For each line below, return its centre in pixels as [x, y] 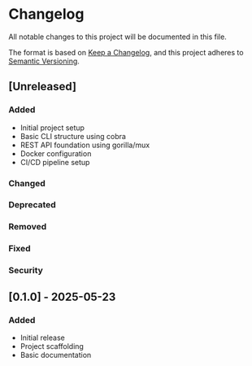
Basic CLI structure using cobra [73, 136]
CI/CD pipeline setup [55, 162]
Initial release [42, 338]
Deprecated [33, 205]
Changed [27, 183]
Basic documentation [56, 355]
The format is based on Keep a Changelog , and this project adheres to [126, 52]
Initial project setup [52, 128]
